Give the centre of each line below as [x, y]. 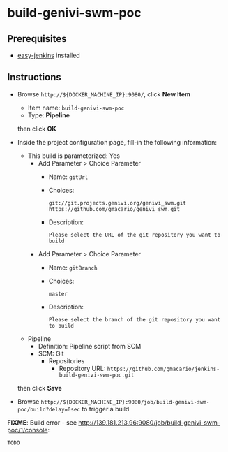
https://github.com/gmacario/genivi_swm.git [114, 209]
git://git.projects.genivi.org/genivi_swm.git [117, 203]
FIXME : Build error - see [42, 422]
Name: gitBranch [73, 268]
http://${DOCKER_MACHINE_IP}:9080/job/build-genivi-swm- [125, 402]
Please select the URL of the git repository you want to [135, 235]
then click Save [39, 388]
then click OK [37, 129]
